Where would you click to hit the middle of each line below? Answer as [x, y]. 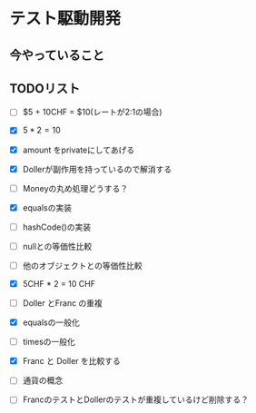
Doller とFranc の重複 [62, 303]
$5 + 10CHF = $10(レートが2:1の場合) [92, 112]
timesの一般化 [49, 342]
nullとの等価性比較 [57, 246]
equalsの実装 [47, 207]
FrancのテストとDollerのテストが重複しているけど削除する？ [136, 399]
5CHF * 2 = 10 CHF [59, 283]
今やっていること [57, 55]
